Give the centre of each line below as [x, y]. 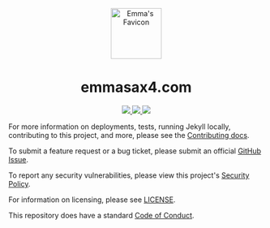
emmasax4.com [136, 87]
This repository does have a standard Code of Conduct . [101, 215]
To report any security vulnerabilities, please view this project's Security [129, 175]
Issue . [19, 159]
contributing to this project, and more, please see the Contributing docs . [129, 135]
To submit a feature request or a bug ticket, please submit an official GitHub [135, 151]
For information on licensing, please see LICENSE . [92, 200]
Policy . [19, 183]
